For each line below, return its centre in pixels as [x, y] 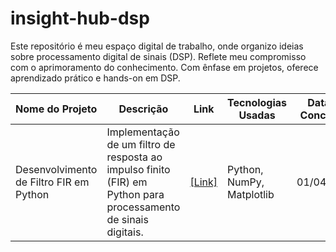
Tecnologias [257, 102]
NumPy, [246, 182]
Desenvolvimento [56, 169]
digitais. [125, 232]
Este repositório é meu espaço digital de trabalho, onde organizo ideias [157, 46]
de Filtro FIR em [52, 182]
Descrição [143, 109]
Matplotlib [251, 194]
